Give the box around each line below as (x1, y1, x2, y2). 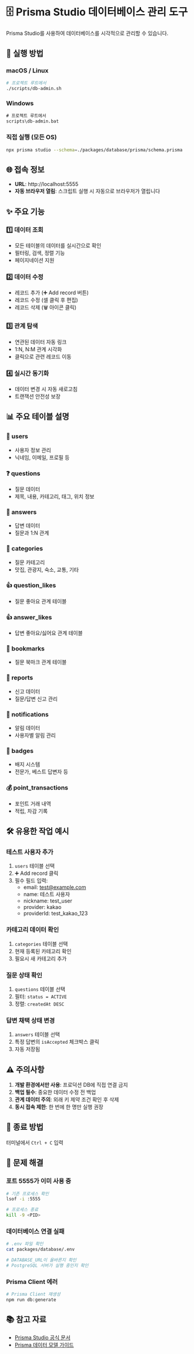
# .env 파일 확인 (6, 1241, 44, 1247)
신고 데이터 (14, 688, 41, 695)
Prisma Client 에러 (6, 1277, 58, 1286)
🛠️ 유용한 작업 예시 (6, 827, 69, 837)
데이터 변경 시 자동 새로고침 (14, 385, 78, 392)
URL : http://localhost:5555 (14, 181, 79, 188)
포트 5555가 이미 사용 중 (6, 1177, 72, 1185)
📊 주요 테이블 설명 (6, 411, 69, 422)
